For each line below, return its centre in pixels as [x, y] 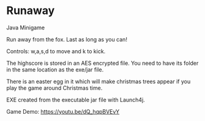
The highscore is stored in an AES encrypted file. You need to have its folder [102, 63]
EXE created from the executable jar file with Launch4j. [76, 100]
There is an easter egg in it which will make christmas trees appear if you [99, 81]
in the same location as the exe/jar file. [55, 69]
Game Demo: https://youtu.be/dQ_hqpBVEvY [63, 111]
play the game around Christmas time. [54, 88]
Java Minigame [25, 28]
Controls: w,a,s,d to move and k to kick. [56, 51]
